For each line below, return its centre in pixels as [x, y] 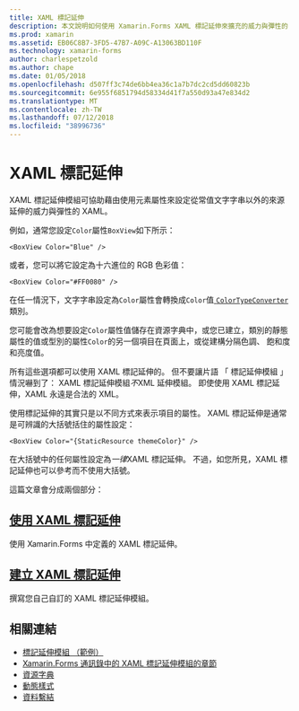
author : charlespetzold [54, 59]
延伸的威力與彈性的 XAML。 [61, 211]
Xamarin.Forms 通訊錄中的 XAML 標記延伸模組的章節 [120, 663]
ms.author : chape [42, 68]
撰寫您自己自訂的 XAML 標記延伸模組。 [81, 598]
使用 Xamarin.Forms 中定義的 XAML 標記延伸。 [96, 543]
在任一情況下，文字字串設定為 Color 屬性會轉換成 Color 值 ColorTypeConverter [149, 299]
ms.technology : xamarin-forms [66, 51]
